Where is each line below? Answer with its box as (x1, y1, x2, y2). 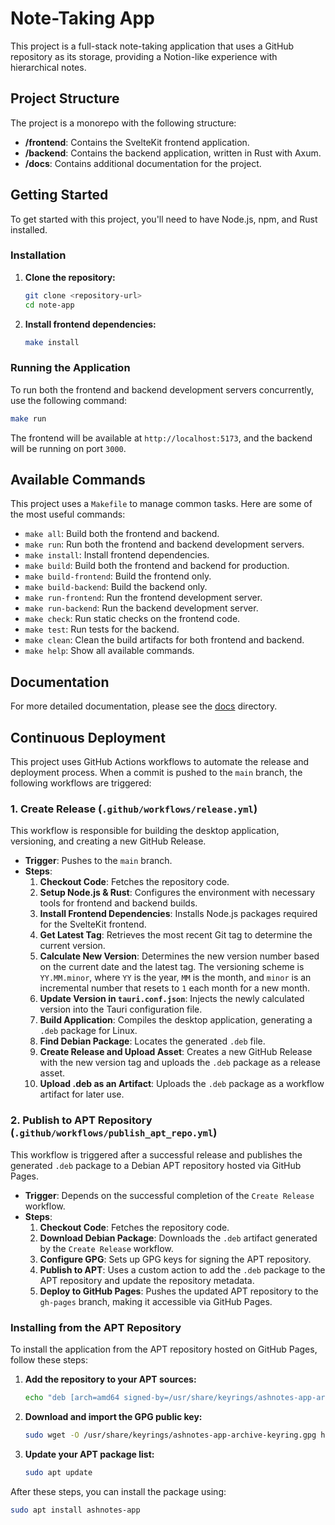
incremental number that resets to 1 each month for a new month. (39, 982, 311, 994)
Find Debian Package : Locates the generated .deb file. (39, 1035, 266, 1047)
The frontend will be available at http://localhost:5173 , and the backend (10, 432, 313, 444)
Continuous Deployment (10, 729, 166, 746)
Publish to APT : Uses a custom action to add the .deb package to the (39, 1263, 326, 1276)
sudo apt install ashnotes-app (10, 1505, 141, 1515)
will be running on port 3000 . (10, 442, 127, 454)
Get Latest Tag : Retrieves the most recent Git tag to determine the (39, 929, 313, 941)
